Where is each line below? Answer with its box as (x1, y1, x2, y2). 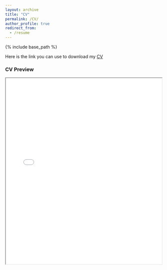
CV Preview (5, 66, 34, 72)
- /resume (9, 30, 30, 35)
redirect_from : (5, 26, 37, 31)
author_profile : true (5, 21, 50, 26)
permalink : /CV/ (5, 16, 39, 21)
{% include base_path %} (5, 44, 57, 50)
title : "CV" (5, 12, 30, 17)
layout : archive (5, 7, 39, 12)
